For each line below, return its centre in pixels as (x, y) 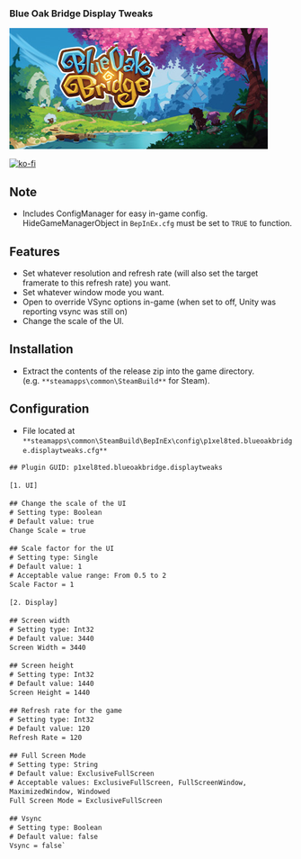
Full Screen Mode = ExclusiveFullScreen (86, 800)
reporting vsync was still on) (75, 311)
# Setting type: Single (54, 557)
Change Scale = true (48, 530)
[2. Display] (34, 602)
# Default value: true (52, 521)
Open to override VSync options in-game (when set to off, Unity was (149, 302)
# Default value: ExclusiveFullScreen (82, 773)
